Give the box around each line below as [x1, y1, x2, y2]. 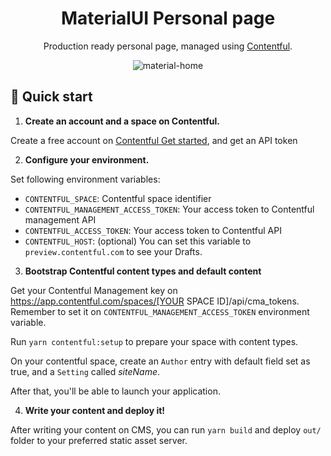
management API [24, 213, 97, 226]
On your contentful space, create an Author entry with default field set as [10, 355, 311, 367]
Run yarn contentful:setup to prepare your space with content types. [10, 335, 299, 347]
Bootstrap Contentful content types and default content [24, 265, 262, 277]
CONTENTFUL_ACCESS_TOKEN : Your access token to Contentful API [24, 224, 282, 236]
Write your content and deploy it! [24, 404, 166, 416]
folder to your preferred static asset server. [10, 434, 188, 446]
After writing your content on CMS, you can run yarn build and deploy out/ [10, 423, 322, 436]
